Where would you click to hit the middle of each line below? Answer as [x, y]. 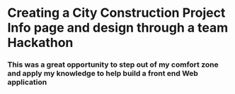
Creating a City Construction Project [116, 13]
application [27, 82]
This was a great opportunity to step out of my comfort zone [113, 65]
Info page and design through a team [118, 28]
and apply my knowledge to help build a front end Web [103, 74]
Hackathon [40, 43]
